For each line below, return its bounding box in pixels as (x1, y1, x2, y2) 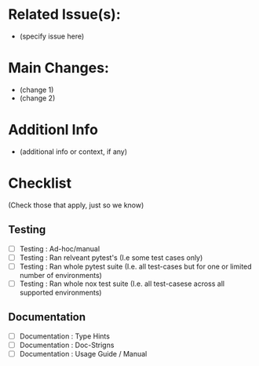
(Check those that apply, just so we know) (8, 200, 144, 210)
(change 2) (19, 93, 56, 103)
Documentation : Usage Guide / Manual (19, 349, 148, 358)
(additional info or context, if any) (19, 147, 128, 156)
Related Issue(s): (8, 5, 121, 24)
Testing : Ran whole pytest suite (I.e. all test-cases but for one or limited (19, 262, 253, 271)
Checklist (8, 174, 72, 192)
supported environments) (19, 287, 102, 297)
